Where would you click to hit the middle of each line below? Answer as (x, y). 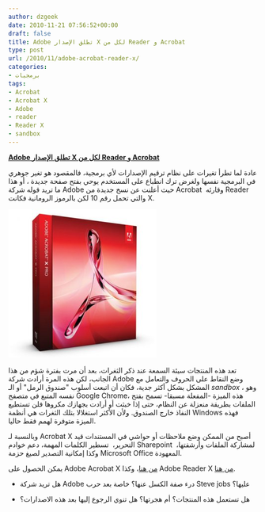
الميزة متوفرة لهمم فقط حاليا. (52, 421)
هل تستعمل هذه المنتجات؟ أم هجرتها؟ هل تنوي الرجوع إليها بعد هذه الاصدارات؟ (135, 499)
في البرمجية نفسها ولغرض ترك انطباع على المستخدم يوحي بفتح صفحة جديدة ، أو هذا (132, 181)
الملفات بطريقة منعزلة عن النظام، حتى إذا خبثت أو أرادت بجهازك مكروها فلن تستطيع (132, 403)
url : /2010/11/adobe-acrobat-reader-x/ (74, 59)
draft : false (30, 33)
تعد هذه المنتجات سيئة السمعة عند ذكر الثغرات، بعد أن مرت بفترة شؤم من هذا (123, 370)
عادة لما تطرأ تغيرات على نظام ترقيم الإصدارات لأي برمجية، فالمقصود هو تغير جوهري (132, 172)
